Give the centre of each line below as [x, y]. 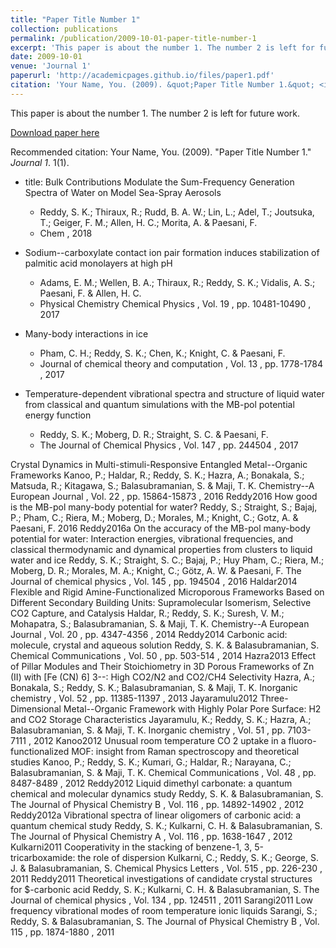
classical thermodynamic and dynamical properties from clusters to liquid [161, 549]
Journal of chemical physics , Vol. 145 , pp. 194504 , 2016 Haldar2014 [154, 581]
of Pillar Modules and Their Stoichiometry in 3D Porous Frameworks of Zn [162, 666]
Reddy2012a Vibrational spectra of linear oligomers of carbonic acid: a [156, 815]
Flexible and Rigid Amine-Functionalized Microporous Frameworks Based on [167, 592]
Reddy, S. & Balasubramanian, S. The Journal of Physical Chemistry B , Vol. [165, 921]
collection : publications [64, 29]
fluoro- [302, 740]
